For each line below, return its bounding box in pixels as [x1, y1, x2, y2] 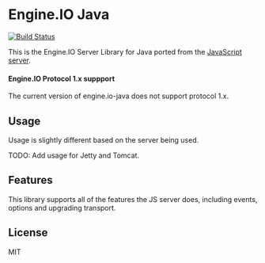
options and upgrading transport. [8, 203, 116, 212]
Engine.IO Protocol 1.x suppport [8, 74, 115, 83]
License [8, 226, 48, 239]
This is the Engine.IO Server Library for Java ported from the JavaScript [8, 47, 243, 56]
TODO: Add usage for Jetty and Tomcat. [8, 151, 140, 160]
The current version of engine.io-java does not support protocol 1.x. [8, 91, 229, 101]
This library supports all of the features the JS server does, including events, [8, 194, 258, 204]
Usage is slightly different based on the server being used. [8, 135, 199, 144]
